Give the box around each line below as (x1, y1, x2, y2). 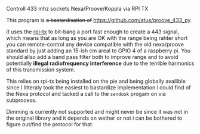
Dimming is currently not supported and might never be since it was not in (6, 108, 189, 115)
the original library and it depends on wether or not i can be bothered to (6, 114, 183, 121)
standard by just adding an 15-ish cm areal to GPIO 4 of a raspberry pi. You (6, 47, 191, 54)
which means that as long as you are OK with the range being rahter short (6, 35, 188, 41)
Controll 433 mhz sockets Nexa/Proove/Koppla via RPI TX (6, 5, 149, 12)
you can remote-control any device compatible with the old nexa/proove (6, 41, 184, 48)
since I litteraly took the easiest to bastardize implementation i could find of (6, 84, 191, 91)
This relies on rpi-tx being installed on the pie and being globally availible (6, 77, 186, 85)
